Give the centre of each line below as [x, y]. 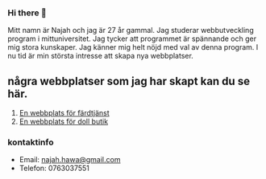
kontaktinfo [31, 142]
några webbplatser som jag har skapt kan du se [129, 81]
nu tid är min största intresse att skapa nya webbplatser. [101, 56]
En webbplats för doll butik [64, 122]
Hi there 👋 [27, 13]
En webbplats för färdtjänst [64, 113]
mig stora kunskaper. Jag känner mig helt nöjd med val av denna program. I [133, 47]
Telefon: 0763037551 [54, 169]
